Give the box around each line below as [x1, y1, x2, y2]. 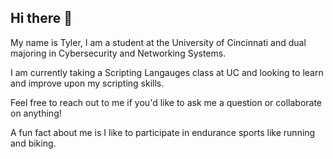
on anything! [10, 107, 62, 119]
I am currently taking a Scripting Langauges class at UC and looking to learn [10, 66, 324, 78]
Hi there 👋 [10, 10, 73, 27]
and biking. [10, 137, 57, 149]
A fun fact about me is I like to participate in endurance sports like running [10, 126, 316, 138]
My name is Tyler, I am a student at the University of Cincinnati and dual [10, 36, 307, 48]
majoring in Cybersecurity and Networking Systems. [10, 47, 227, 59]
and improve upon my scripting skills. [10, 77, 165, 89]
